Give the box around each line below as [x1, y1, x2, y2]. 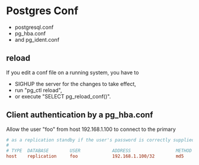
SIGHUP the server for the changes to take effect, [14, 80, 136, 87]
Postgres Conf [6, 4, 79, 18]
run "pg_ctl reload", [14, 87, 62, 94]
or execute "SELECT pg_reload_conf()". [14, 93, 111, 100]
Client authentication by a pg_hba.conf [6, 110, 153, 120]
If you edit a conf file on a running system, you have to [6, 69, 139, 76]
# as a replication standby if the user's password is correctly [6, 137, 171, 143]
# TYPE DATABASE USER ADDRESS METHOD [6, 148, 192, 154]
